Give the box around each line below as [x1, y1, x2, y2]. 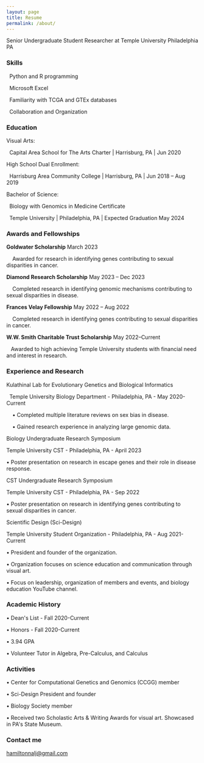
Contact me [6, 736, 42, 744]
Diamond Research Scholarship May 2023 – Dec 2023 [6, 274, 145, 281]
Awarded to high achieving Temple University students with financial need [10, 346, 197, 353]
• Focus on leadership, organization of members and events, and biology [6, 578, 190, 586]
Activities [6, 665, 35, 673]
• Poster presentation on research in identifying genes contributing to [6, 500, 181, 508]
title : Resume [6, 15, 43, 21]
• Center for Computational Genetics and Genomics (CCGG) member [6, 679, 180, 686]
